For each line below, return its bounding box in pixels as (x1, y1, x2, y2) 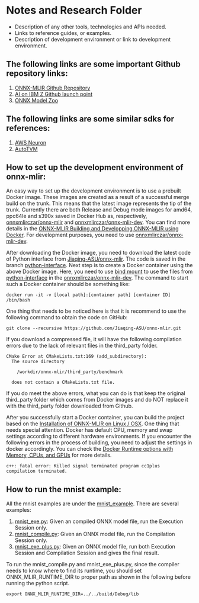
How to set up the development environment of (6, 162, 184, 172)
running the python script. (6, 580, 70, 587)
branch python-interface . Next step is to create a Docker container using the (6, 262, 193, 269)
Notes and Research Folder (6, 4, 142, 17)
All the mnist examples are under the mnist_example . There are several (6, 500, 179, 507)
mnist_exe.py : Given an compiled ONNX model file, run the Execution (14, 518, 184, 525)
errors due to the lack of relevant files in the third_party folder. (6, 342, 158, 349)
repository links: (6, 69, 68, 79)
